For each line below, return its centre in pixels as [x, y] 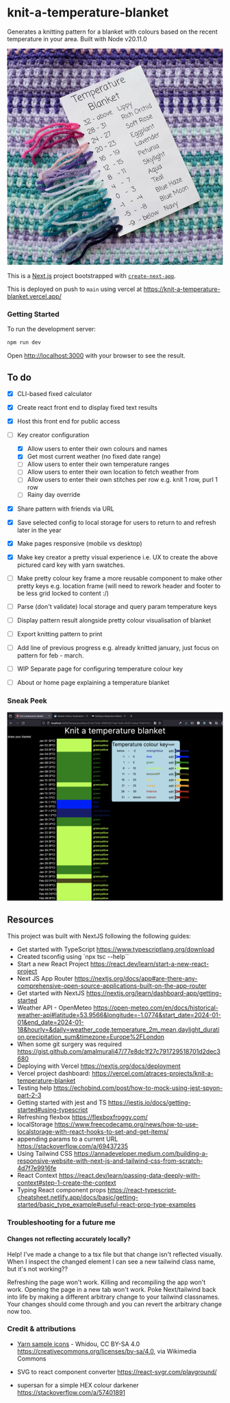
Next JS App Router [45, 979]
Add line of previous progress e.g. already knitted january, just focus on [118, 648]
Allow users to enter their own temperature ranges [98, 464]
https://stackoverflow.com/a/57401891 [71, 1392]
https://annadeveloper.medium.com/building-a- [141, 1154]
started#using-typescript [52, 1110]
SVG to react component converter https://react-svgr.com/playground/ [117, 1371]
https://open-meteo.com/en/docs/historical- [156, 1008]
